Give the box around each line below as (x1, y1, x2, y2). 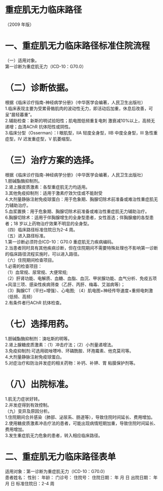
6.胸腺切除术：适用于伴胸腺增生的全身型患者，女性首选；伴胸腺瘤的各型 (5, 214, 150, 220)
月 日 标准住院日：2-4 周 (5, 480, 54, 486)
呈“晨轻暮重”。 (5, 112, 35, 117)
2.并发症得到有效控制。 (5, 402, 52, 408)
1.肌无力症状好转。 (5, 396, 42, 402)
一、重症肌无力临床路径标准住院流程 (5, 40, 150, 52)
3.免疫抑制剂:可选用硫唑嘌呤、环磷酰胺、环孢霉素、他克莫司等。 (5, 348, 134, 354)
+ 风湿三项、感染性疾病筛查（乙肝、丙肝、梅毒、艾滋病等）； (5, 281, 126, 287)
